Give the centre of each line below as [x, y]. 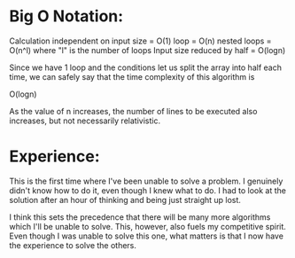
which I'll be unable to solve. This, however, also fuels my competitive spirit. [147, 226]
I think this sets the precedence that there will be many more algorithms [140, 217]
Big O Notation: [66, 16]
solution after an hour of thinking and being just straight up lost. [125, 199]
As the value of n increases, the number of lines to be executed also [133, 111]
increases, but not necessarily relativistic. [85, 121]
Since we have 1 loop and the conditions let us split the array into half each [145, 67]
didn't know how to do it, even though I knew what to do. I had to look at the [147, 190]
